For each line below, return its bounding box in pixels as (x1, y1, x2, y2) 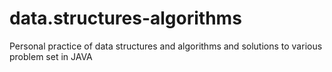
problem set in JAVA (9, 50, 93, 62)
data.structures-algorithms (9, 7, 242, 30)
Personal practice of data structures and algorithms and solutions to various (9, 40, 323, 52)
